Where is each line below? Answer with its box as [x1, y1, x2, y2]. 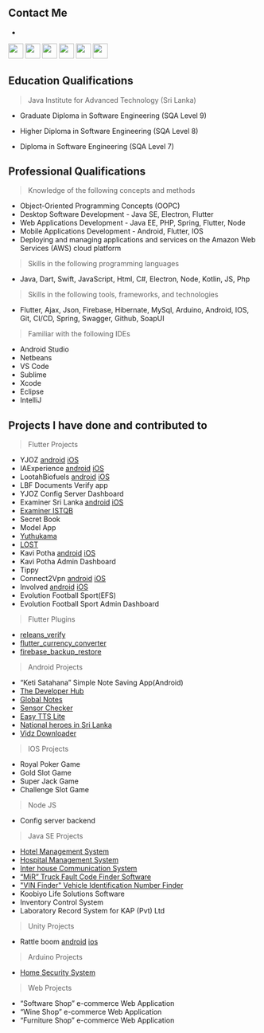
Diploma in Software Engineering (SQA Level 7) [19, 141, 175, 151]
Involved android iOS [19, 582, 89, 592]
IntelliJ [19, 395, 42, 405]
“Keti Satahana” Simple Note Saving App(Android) [19, 678, 184, 688]
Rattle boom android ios [19, 937, 99, 947]
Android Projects [27, 662, 83, 672]
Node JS [27, 800, 57, 810]
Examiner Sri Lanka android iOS [19, 497, 124, 507]
